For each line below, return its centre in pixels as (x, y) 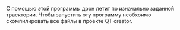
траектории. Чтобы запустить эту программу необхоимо (79, 15)
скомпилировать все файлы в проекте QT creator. (69, 21)
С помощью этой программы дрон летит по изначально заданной (90, 9)
